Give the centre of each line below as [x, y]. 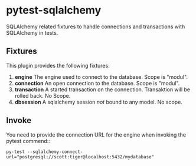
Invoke [19, 120]
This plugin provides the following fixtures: [58, 65]
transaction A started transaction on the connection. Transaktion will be [102, 89]
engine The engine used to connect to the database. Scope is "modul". [101, 77]
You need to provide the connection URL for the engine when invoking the [96, 135]
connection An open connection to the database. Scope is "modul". [97, 83]
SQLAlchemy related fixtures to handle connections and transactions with [96, 26]
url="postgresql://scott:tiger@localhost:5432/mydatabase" [80, 157]
